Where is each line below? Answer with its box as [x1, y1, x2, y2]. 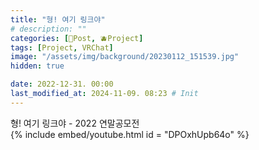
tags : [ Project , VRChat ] [10, 42, 114, 53]
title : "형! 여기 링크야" [10, 14, 106, 25]
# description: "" [10, 24, 87, 34]
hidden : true [10, 61, 65, 71]
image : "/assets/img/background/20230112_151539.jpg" [10, 52, 240, 62]
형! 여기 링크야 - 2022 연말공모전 [10, 117, 140, 129]
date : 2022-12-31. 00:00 [10, 79, 114, 90]
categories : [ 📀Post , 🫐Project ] [10, 33, 144, 43]
